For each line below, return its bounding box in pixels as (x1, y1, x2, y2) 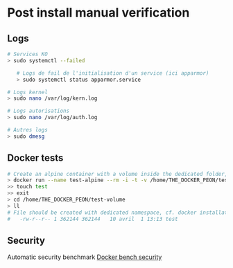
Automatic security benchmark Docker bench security (7, 253, 162, 261)
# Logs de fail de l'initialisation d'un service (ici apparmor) (16, 69, 209, 77)
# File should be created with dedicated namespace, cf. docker (7, 209, 197, 216)
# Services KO (7, 51, 49, 57)
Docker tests (7, 152, 64, 164)
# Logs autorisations (7, 107, 70, 115)
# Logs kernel (7, 89, 49, 96)
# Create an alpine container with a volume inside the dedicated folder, (7, 170, 228, 177)
